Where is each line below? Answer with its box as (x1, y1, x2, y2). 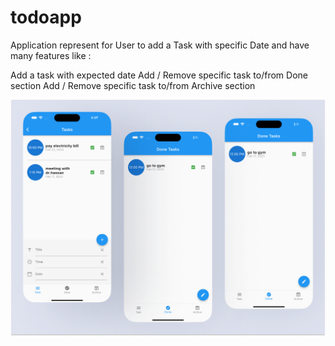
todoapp (10, 6, 82, 29)
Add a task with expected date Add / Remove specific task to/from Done (10, 69, 308, 81)
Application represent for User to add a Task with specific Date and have (10, 39, 310, 51)
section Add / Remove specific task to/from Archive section (10, 79, 256, 91)
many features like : (10, 49, 92, 61)
